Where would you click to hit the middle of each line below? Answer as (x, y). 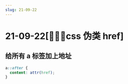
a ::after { (17, 68)
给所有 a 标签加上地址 (38, 56)
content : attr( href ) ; (32, 72)
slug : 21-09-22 (21, 10)
